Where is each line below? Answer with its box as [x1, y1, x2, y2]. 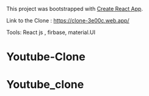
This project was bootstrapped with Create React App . [6, 5, 144, 12]
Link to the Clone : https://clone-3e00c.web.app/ [6, 17, 129, 24]
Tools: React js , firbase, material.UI [6, 29, 96, 36]
